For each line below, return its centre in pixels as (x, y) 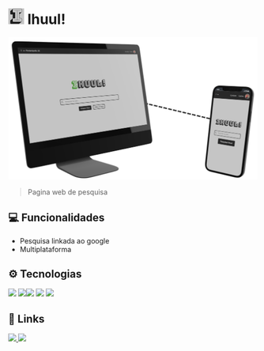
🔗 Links (26, 319)
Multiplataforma (45, 249)
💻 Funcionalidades (57, 218)
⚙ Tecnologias (45, 274)
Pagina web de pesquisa (68, 192)
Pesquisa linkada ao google (64, 240)
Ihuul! (46, 19)
